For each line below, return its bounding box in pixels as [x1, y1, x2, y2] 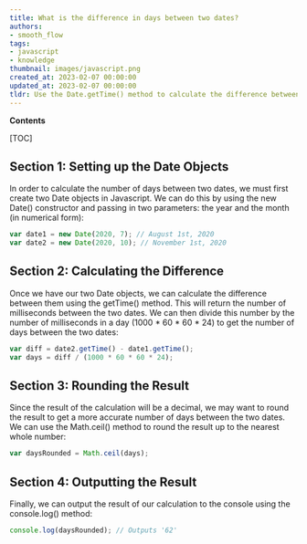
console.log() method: [9, 508, 93, 519]
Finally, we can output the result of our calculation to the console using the [9, 498, 291, 509]
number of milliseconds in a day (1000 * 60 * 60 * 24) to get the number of [9, 317, 295, 328]
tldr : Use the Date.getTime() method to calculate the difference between [9, 89, 301, 99]
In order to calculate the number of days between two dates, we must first [9, 183, 289, 194]
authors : [9, 22, 43, 31]
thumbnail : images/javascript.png [9, 65, 142, 74]
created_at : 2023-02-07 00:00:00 [9, 73, 137, 82]
